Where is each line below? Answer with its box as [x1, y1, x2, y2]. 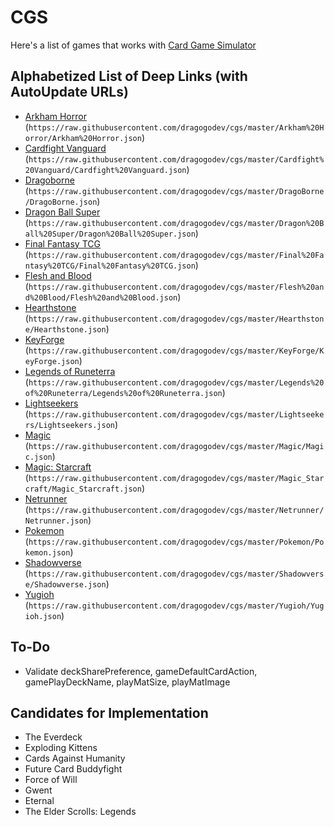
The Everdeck [24, 731, 83, 743]
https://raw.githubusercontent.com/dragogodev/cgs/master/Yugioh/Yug [28, 601, 325, 611]
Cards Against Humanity [24, 752, 126, 765]
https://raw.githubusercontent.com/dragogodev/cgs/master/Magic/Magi [28, 441, 325, 451]
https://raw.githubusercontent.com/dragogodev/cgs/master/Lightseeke [28, 409, 325, 420]
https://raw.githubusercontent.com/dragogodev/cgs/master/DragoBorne [28, 186, 325, 196]
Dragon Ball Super [24, 206, 101, 218]
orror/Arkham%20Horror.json [24, 133, 142, 143]
